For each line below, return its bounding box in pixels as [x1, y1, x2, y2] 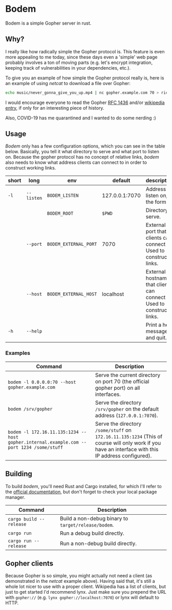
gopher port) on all [95, 384, 140, 391]
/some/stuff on [95, 426, 132, 433]
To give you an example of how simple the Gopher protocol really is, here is [5, 75, 164, 81]
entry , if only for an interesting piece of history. [5, 104, 104, 111]
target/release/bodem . [59, 521, 114, 528]
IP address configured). [95, 452, 152, 459]
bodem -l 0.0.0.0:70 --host [8, 379, 76, 385]
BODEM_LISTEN [47, 193, 79, 199]
